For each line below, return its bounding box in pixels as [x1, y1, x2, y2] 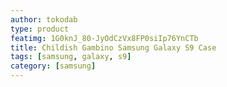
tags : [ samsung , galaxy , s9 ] [10, 52, 132, 62]
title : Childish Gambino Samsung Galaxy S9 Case [10, 42, 217, 53]
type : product [10, 24, 70, 34]
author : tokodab [10, 14, 78, 25]
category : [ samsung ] [10, 61, 97, 71]
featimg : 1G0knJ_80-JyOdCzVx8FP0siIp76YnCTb [10, 33, 199, 43]
